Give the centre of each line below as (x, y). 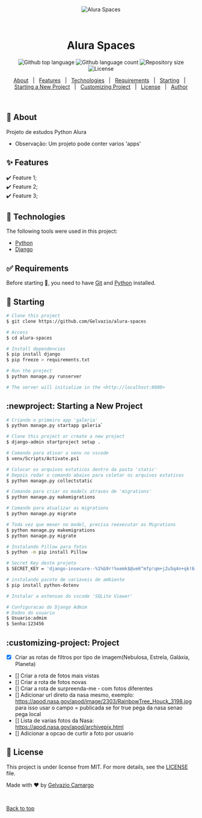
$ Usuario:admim (26, 618)
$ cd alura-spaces (29, 338)
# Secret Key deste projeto (41, 563)
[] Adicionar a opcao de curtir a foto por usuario (74, 734)
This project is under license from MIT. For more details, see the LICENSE (97, 767)
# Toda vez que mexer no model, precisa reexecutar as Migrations (91, 524)
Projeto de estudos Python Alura (47, 132)
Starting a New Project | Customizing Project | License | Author (101, 86)
